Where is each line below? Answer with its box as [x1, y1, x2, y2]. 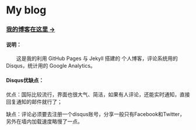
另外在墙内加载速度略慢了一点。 [6, 118, 83, 125]
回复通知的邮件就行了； [6, 98, 62, 105]
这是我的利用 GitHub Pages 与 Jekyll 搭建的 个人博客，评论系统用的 [16, 55, 178, 62]
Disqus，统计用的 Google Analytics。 [6, 62, 96, 69]
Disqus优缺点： [6, 76, 44, 83]
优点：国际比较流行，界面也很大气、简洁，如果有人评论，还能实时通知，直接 [6, 91, 190, 98]
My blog [6, 3, 47, 17]
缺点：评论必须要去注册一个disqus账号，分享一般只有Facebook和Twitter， [6, 110, 185, 117]
